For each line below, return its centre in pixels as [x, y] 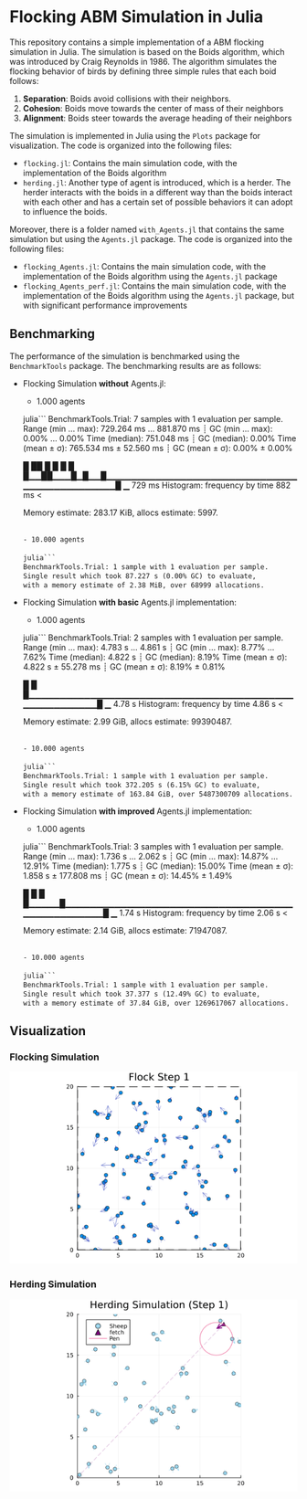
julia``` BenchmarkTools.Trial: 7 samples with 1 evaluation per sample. [153, 418]
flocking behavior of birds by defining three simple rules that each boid [143, 71]
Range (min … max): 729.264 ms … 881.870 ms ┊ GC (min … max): [148, 428]
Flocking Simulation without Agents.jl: [94, 383]
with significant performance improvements [105, 305]
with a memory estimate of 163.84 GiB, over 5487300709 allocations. [158, 794]
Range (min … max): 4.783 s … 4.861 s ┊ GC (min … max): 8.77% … [148, 647]
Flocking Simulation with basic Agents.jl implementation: [130, 602]
